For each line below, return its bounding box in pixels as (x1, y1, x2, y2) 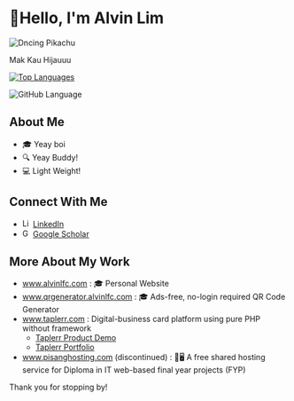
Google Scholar (32, 228, 90, 239)
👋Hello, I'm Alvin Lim (9, 8, 165, 28)
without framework (21, 323, 91, 334)
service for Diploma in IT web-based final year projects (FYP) (21, 365, 246, 375)
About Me (9, 114, 65, 130)
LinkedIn (32, 218, 65, 229)
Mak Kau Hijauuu (9, 54, 72, 65)
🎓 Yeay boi (21, 138, 66, 149)
